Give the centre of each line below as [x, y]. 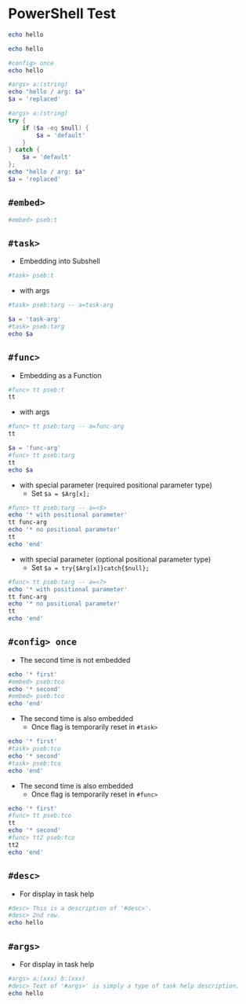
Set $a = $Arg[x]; [60, 493]
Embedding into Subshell [60, 261]
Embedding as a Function [60, 375]
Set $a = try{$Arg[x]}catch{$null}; [90, 568]
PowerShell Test [62, 14]
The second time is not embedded [75, 660]
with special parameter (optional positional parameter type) [115, 559]
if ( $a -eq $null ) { [56, 128]
